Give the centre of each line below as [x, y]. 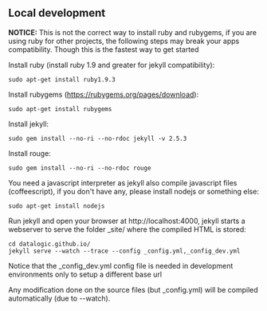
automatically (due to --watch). [59, 298]
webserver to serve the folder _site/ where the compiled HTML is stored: [128, 229]
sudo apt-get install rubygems [60, 109]
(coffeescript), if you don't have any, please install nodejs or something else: [133, 191]
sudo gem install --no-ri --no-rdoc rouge [80, 168]
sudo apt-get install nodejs [57, 206]
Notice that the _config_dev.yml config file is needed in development [121, 265]
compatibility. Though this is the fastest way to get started [104, 49]
